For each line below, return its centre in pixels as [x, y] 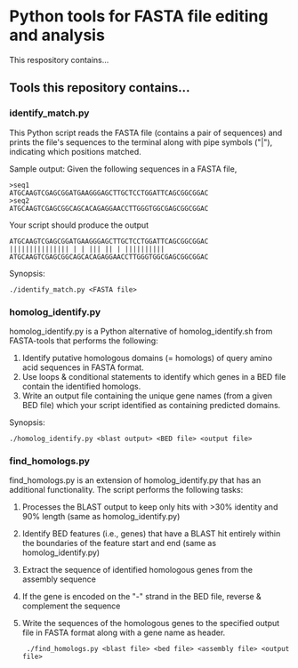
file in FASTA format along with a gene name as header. [124, 632]
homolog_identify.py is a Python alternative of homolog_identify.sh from [141, 331]
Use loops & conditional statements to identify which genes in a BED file [154, 376]
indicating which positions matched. [76, 151]
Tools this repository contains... [100, 88]
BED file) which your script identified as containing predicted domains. [151, 405]
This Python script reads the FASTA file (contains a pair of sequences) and [146, 133]
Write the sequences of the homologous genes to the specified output [151, 624]
